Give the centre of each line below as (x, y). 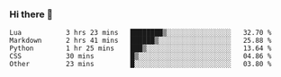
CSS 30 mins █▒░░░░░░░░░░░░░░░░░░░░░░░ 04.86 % (140, 56)
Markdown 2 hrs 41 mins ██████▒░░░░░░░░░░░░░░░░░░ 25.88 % (140, 41)
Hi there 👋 (32, 14)
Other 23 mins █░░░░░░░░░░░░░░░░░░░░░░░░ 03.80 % (140, 64)
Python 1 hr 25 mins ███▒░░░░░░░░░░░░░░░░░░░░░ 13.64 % (140, 48)
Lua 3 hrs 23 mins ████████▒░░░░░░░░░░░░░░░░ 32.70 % (140, 33)
